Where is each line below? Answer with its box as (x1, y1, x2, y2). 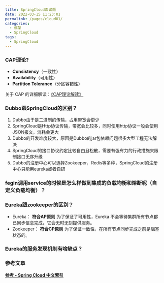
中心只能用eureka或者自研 (12, 166, 66, 172)
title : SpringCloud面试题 (5, 7, 56, 12)
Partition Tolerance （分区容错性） (12, 81, 83, 87)
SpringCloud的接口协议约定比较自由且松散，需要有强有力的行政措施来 (12, 148, 154, 154)
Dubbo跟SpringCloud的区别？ (5, 104, 78, 111)
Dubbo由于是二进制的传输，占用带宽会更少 (12, 117, 99, 123)
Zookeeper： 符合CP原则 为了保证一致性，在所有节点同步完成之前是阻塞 (12, 226, 160, 232)
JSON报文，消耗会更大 (12, 129, 59, 135)
